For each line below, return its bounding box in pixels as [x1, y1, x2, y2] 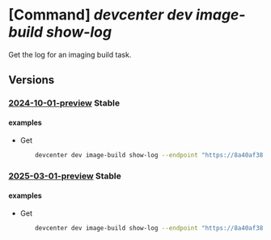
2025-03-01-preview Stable [8, 170, 121, 182]
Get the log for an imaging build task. [8, 49, 132, 59]
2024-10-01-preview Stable [8, 97, 120, 109]
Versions [8, 73, 55, 87]
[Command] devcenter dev [8, 6, 193, 24]
